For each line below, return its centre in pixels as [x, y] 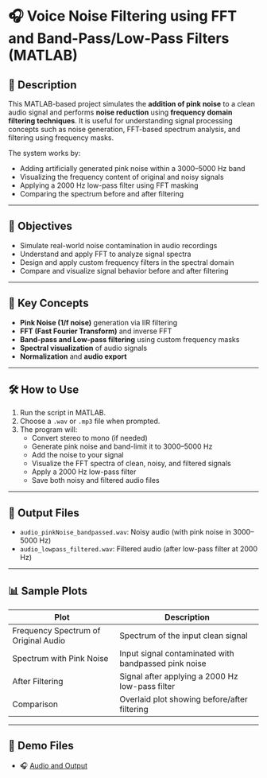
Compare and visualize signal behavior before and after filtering [124, 270]
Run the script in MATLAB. [63, 413]
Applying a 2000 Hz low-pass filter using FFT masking [109, 185]
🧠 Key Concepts [48, 303]
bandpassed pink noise [163, 663]
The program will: [48, 430]
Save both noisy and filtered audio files [96, 480]
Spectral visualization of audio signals [83, 348]
